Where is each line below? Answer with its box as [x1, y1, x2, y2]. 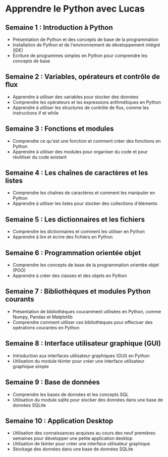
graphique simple [12, 363, 49, 369]
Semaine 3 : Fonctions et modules [5, 125, 114, 133]
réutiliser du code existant [12, 154, 67, 160]
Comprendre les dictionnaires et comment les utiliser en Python [12, 228, 145, 235]
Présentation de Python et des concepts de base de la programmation [12, 36, 159, 42]
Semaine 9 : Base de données [5, 378, 100, 386]
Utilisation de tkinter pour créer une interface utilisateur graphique [12, 441, 150, 447]
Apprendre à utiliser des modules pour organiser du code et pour [12, 148, 148, 154]
